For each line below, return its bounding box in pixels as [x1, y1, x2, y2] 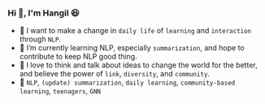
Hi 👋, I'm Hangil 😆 [7, 7, 80, 19]
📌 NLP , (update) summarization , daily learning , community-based [19, 77, 236, 88]
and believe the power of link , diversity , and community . [19, 69, 211, 79]
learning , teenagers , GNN [19, 86, 101, 96]
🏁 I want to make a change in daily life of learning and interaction [19, 26, 252, 36]
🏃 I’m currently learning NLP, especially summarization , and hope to [19, 43, 245, 53]
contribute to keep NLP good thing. [19, 52, 137, 62]
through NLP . [19, 34, 62, 44]
